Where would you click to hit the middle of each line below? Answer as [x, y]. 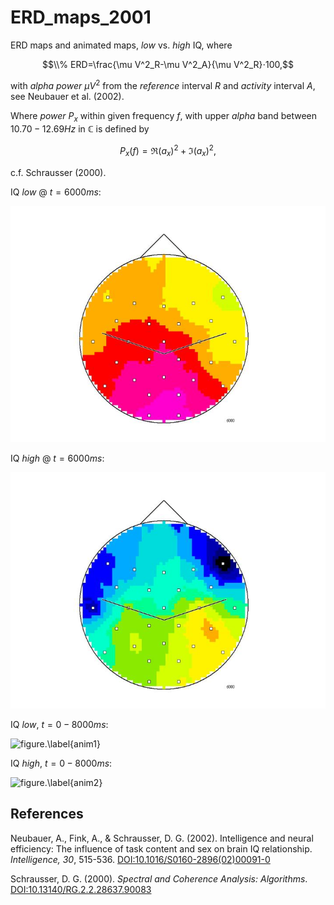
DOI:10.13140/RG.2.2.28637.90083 [81, 889]
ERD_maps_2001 [81, 17]
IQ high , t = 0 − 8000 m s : [61, 763]
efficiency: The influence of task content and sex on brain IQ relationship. [161, 848]
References [47, 814]
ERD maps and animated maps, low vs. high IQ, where [121, 45]
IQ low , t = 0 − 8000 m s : [59, 724]
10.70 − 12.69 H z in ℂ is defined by [80, 129]
